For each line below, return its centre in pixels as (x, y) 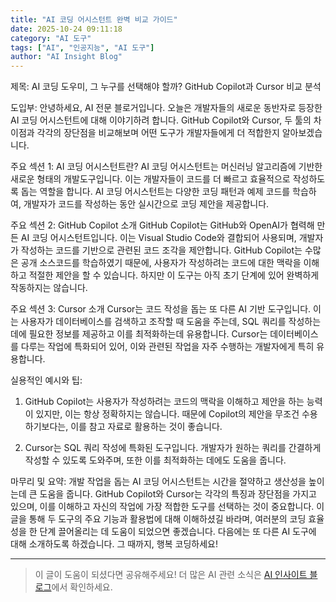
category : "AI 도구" (51, 38)
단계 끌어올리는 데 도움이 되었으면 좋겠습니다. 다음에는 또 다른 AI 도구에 (178, 532)
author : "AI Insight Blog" (66, 57)
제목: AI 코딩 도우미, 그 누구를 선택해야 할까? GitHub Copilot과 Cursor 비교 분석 (166, 87)
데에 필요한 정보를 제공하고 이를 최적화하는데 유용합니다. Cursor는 (139, 334)
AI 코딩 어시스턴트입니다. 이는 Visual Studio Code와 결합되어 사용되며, (158, 238)
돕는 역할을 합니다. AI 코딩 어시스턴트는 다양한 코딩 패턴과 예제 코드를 (155, 192)
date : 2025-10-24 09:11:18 (66, 29)
